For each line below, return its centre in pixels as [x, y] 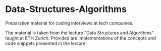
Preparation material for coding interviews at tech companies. [69, 23]
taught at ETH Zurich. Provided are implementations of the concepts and [81, 38]
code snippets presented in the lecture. [46, 43]
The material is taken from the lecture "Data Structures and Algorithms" [79, 32]
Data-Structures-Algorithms [66, 9]
